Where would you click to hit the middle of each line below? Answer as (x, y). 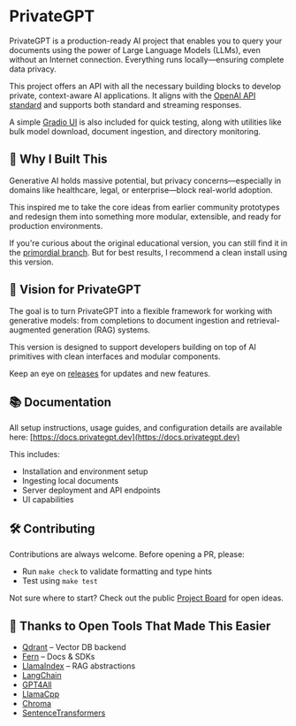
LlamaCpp (41, 694)
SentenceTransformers (64, 713)
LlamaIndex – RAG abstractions (79, 666)
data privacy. (33, 69)
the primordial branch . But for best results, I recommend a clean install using (148, 252)
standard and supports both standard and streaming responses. (125, 104)
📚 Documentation (61, 402)
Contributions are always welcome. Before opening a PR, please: (127, 554)
